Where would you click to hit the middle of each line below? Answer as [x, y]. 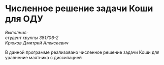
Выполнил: [16, 32]
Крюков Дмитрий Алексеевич [37, 43]
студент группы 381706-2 [32, 38]
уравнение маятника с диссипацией [44, 57]
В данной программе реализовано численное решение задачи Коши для [82, 52]
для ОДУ [24, 19]
